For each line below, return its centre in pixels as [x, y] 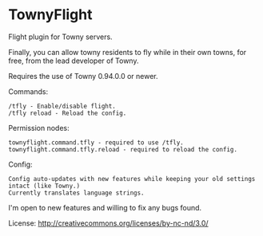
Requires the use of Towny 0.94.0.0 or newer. [83, 76]
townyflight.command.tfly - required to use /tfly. [96, 142]
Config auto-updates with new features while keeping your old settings [132, 179]
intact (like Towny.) [44, 186]
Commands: [28, 91]
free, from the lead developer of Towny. [74, 61]
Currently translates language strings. [77, 193]
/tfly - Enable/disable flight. [62, 106]
